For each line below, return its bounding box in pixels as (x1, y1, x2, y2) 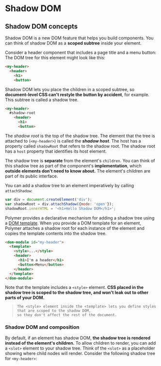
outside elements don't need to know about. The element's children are (5, 168, 150, 174)
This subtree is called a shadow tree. (5, 96, 79, 102)
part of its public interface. (5, 173, 58, 179)
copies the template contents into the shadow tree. (5, 230, 107, 236)
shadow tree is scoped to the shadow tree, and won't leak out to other (5, 289, 149, 296)
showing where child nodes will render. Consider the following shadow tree (5, 350, 155, 356)
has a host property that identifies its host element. (5, 148, 107, 154)
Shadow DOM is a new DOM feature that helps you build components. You (5, 35, 154, 41)
